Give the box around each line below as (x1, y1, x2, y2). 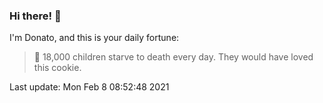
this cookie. (33, 62, 82, 74)
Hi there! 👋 (9, 9, 62, 23)
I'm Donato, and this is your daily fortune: (9, 32, 180, 44)
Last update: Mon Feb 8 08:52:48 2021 (9, 81, 170, 93)
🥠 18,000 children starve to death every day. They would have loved (33, 51, 314, 63)
